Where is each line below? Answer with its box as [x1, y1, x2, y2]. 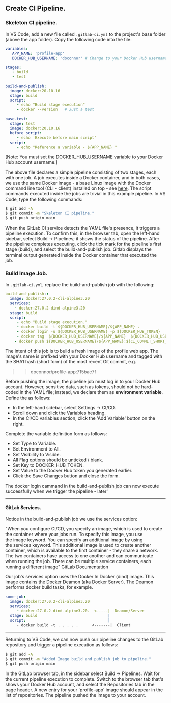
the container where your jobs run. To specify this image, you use [5, 531, 143, 538]
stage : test [10, 121, 36, 126]
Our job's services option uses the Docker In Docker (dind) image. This [5, 574, 154, 580]
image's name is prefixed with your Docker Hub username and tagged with [5, 353, 163, 359]
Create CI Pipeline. [5, 4, 66, 13]
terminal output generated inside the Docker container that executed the [5, 251, 157, 258]
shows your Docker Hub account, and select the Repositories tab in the [5, 681, 155, 687]
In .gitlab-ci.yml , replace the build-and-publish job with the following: [5, 282, 155, 288]
